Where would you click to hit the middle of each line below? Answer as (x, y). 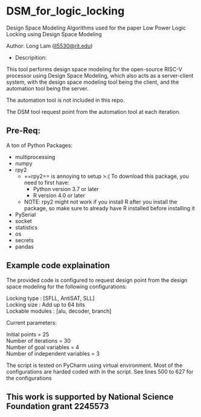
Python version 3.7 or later (66, 189)
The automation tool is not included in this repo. (65, 100)
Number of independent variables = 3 (53, 353)
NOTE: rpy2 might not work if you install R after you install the (101, 202)
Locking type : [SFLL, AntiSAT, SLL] (50, 298)
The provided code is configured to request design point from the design (97, 280)
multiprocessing (35, 157)
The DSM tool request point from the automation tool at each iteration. (94, 111)
